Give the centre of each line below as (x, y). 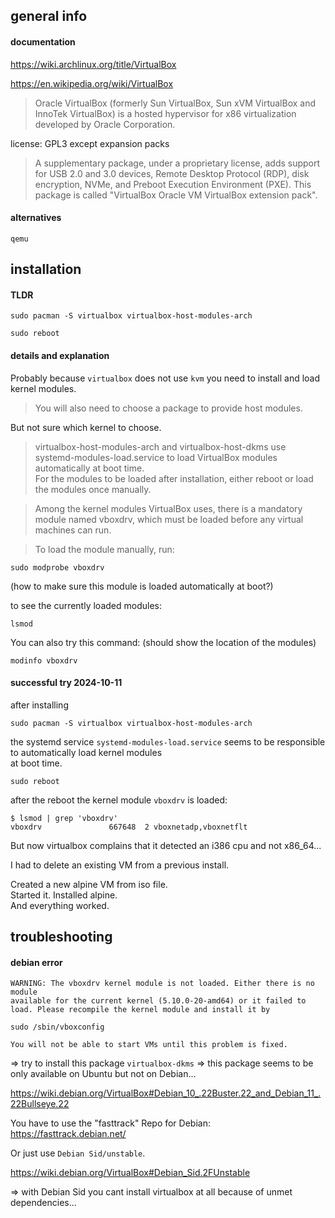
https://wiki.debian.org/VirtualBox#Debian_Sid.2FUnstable (130, 1173)
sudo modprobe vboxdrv (57, 567)
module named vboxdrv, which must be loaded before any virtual (169, 519)
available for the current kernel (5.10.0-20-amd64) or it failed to (158, 1001)
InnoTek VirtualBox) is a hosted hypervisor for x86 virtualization (165, 113)
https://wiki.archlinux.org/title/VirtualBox (93, 64)
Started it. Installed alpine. (64, 895)
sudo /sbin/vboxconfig (57, 1027)
